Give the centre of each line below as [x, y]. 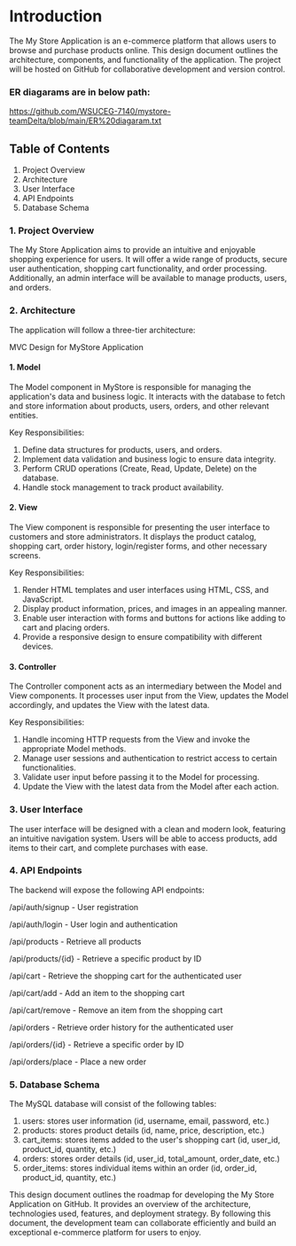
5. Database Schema [55, 1085]
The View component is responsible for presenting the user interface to [140, 527]
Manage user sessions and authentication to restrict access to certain [149, 759]
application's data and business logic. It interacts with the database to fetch [147, 396]
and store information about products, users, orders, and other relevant [139, 406]
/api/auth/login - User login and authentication [94, 924]
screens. [25, 556]
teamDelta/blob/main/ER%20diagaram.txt [86, 121]
